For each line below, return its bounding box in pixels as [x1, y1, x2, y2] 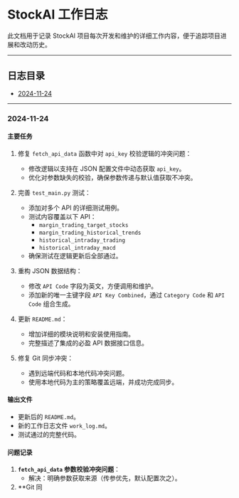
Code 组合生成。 [28, 300, 75, 308]
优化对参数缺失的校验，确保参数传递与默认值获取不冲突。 [28, 173, 197, 181]
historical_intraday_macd [38, 244, 116, 251]
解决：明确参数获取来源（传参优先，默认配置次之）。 [28, 474, 181, 482]
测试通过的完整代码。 [17, 430, 80, 439]
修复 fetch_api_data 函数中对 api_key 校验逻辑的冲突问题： [17, 149, 192, 157]
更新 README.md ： [17, 314, 68, 323]
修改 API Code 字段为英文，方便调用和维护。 [28, 282, 158, 290]
